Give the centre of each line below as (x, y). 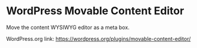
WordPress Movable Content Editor (95, 11)
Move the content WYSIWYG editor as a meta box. (68, 27)
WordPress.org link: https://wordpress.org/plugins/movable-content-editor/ (98, 39)
